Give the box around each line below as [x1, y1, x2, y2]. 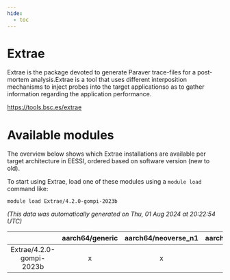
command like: [7, 185, 49, 193]
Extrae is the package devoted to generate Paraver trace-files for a [7, 68, 196, 76]
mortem [7, 76, 29, 84]
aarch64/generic [62, 234, 118, 243]
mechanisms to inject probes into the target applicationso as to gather [7, 83, 205, 91]
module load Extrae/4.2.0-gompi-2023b [7, 198, 118, 205]
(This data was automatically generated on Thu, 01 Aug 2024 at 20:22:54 [7, 210, 216, 219]
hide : [7, 10, 23, 17]
